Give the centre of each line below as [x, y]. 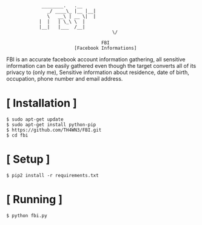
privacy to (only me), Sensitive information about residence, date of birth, [98, 72]
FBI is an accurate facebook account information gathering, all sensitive [96, 59]
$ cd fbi [17, 135]
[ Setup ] [28, 159]
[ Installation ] [42, 103]
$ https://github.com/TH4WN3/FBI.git [54, 130]
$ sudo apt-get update [35, 119]
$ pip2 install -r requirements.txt [52, 175]
